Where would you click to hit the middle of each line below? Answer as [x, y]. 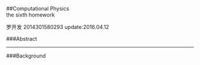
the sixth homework [31, 15]
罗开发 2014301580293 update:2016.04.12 [58, 27]
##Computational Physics [38, 9]
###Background [26, 56]
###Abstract [22, 39]
